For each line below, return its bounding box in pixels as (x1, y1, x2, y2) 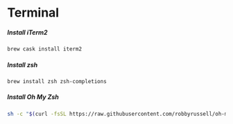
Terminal (7, 5, 60, 21)
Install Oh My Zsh (7, 93, 59, 101)
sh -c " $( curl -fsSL (7, 110, 67, 117)
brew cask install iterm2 (7, 46, 82, 53)
